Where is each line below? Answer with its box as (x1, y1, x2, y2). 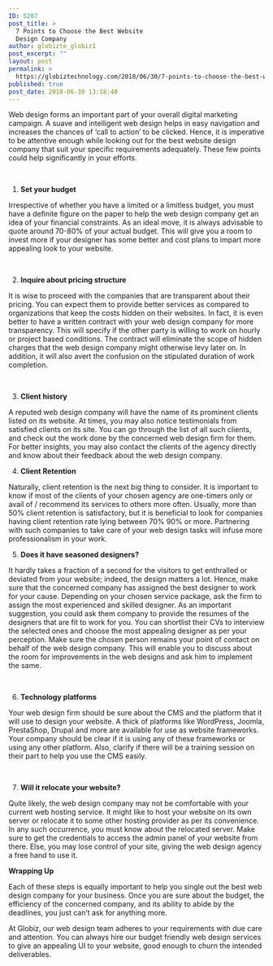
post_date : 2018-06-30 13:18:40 (8, 87, 118, 96)
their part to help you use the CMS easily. (8, 751, 147, 761)
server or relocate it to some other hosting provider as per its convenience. (8, 815, 260, 826)
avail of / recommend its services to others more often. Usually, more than (8, 500, 257, 509)
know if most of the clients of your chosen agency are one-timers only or (8, 491, 253, 500)
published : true (8, 80, 63, 88)
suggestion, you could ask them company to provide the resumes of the (8, 609, 249, 619)
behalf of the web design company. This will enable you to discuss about (8, 644, 253, 653)
